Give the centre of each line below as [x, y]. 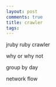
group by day [22, 68]
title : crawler [24, 22]
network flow [22, 79]
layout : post [22, 11]
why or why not [25, 56]
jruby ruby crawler [28, 45]
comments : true [24, 17]
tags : [13, 28]
